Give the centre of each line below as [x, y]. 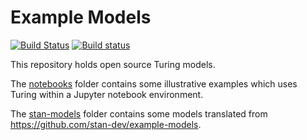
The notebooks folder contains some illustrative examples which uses [154, 83]
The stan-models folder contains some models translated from [139, 113]
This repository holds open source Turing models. [113, 64]
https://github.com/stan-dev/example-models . [106, 124]
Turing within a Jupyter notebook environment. [107, 94]
